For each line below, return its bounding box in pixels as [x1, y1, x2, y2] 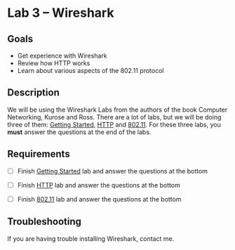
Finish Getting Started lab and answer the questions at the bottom [17, 166, 208, 175]
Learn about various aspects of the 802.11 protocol [17, 67, 164, 74]
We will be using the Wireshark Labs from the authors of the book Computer [7, 105, 228, 114]
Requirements [7, 148, 70, 160]
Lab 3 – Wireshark [7, 5, 114, 21]
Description [7, 86, 60, 99]
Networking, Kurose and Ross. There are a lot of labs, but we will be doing [7, 112, 222, 121]
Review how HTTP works [17, 59, 90, 67]
